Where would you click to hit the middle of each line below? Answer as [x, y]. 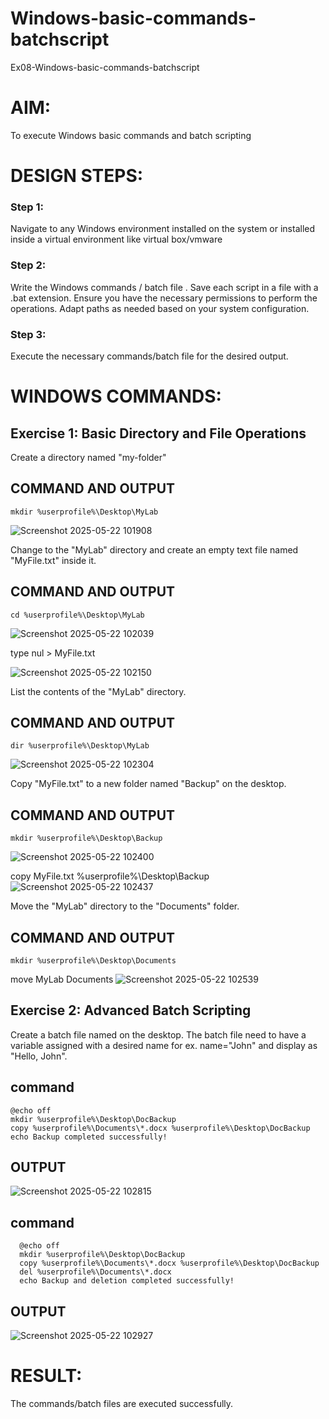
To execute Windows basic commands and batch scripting [131, 135]
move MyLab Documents [62, 979]
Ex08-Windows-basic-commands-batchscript [105, 67]
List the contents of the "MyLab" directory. [98, 691]
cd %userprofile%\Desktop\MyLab [77, 615]
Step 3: [28, 334]
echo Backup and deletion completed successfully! [127, 1281]
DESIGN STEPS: [77, 176]
